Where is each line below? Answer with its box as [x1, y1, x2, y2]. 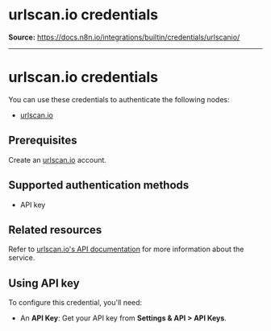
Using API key [8, 276, 80, 290]
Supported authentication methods [8, 179, 190, 192]
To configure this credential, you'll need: [8, 298, 143, 308]
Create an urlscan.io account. [8, 155, 107, 164]
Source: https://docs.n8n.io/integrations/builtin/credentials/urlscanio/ [8, 32, 240, 42]
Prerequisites [8, 134, 77, 147]
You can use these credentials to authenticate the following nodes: [8, 94, 230, 104]
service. [8, 253, 35, 263]
